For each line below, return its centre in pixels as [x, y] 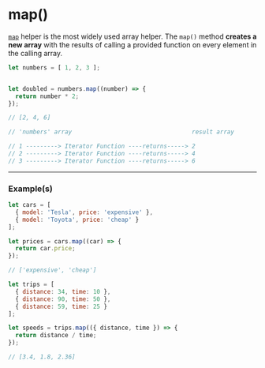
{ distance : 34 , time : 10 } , [63, 291]
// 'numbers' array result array [121, 132]
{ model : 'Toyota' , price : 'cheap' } [77, 220]
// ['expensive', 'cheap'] [52, 270]
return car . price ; [46, 249]
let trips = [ [32, 285]
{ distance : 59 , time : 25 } [62, 306]
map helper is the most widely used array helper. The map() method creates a [132, 36]
